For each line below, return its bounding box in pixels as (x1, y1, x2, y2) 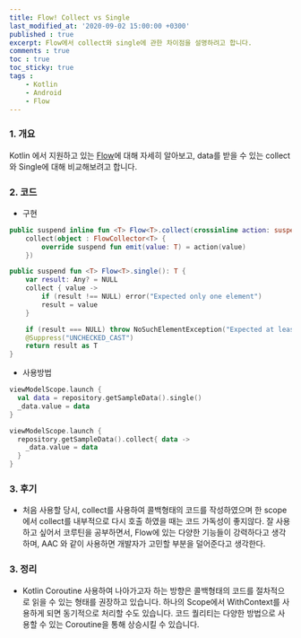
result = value (41, 300, 99, 310)
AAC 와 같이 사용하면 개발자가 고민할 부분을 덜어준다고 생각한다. (41, 538, 266, 549)
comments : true (9, 47, 70, 56)
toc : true (9, 55, 50, 64)
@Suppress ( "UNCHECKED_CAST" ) (25, 333, 134, 342)
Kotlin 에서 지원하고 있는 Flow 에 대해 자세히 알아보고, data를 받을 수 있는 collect (9, 150, 291, 161)
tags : (9, 72, 34, 81)
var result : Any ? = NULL (25, 275, 118, 284)
